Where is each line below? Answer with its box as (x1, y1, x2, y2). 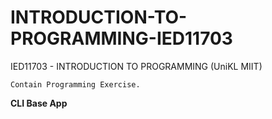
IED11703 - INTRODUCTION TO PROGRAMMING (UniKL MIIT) (10, 60, 263, 72)
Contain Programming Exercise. (10, 79, 141, 90)
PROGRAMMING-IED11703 (10, 27, 233, 50)
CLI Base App (10, 97, 68, 109)
